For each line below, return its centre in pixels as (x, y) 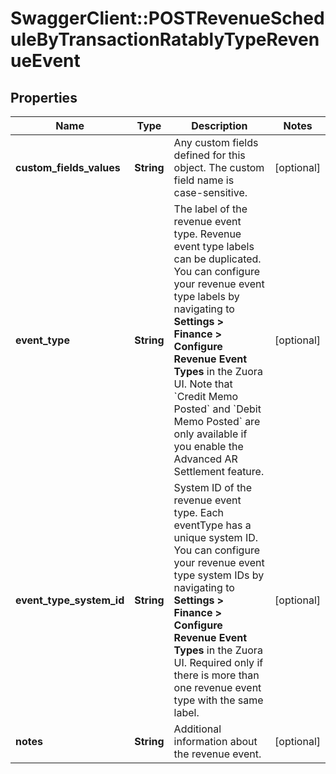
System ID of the (213, 487)
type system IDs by (219, 575)
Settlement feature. (219, 471)
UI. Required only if (218, 662)
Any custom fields (216, 142)
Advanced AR (205, 459)
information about (215, 741)
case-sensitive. (210, 192)
